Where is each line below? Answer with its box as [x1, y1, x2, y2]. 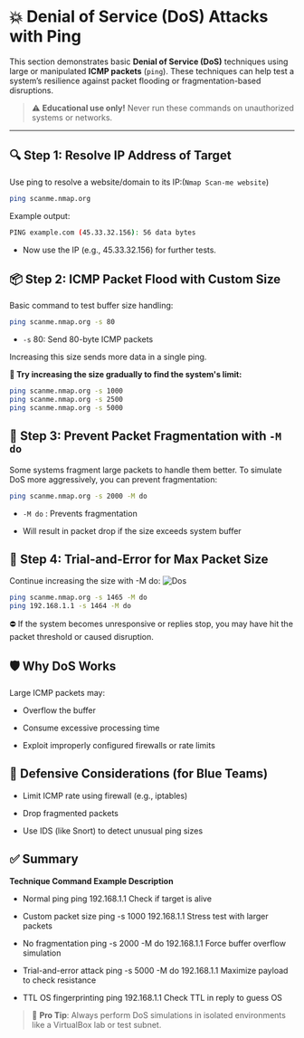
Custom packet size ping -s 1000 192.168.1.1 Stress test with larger [22, 910, 269, 921]
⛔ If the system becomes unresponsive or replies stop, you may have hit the [9, 618, 294, 630]
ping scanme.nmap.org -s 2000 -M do [9, 491, 147, 500]
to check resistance [22, 975, 97, 986]
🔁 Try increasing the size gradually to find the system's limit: [9, 369, 242, 380]
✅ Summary [9, 852, 79, 867]
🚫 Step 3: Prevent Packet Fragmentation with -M [9, 428, 282, 444]
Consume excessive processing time [22, 722, 160, 733]
